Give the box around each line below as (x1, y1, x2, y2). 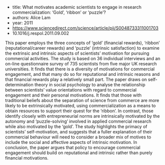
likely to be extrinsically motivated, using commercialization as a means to (5, 103, 156, 108)
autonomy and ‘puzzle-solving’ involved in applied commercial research (5, 118, 152, 124)
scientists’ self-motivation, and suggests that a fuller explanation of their (5, 129, 152, 134)
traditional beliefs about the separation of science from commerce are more (5, 98, 160, 103)
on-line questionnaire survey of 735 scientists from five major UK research (5, 61, 157, 66)
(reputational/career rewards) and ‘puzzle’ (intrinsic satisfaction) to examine (5, 45, 160, 51)
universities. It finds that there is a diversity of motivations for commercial (5, 66, 155, 72)
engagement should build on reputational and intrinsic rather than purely (5, 150, 153, 156)
